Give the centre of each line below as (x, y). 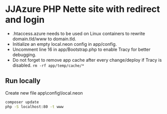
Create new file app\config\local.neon (44, 93)
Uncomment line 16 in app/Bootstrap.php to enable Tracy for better (81, 49)
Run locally (23, 81)
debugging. (24, 55)
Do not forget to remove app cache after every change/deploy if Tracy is (87, 60)
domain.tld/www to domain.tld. (44, 39)
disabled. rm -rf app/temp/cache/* (48, 65)
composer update (22, 102)
